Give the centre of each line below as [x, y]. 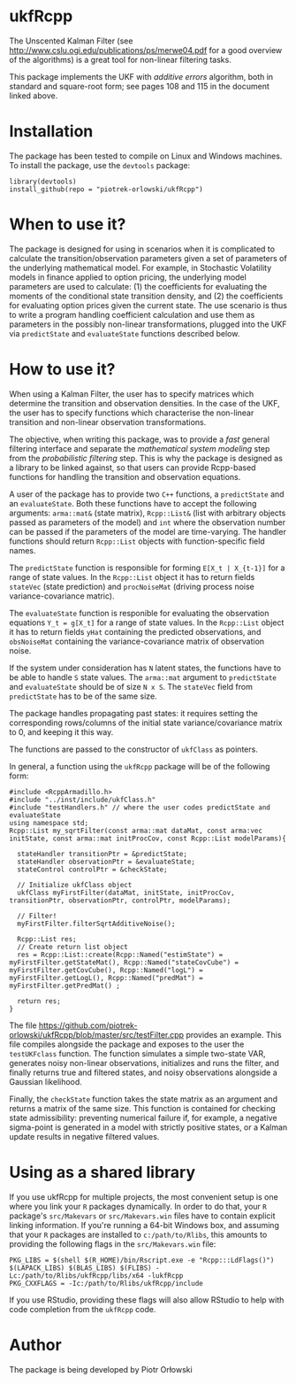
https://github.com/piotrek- [88, 1025]
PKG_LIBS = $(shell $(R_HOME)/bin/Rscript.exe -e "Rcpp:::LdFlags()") [142, 1260]
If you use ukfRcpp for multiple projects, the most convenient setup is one [144, 1196]
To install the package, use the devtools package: [100, 165]
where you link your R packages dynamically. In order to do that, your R [138, 1206]
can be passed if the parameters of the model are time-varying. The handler [148, 531]
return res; [39, 1001]
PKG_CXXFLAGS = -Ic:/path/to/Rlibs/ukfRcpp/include [106, 1283]
